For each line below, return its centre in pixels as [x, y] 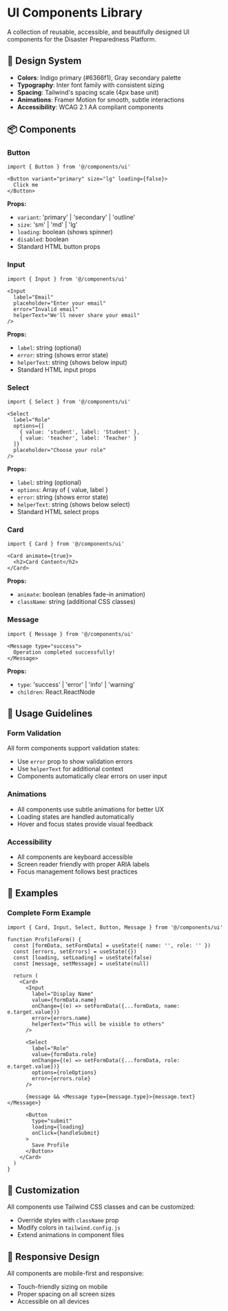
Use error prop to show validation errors [75, 762]
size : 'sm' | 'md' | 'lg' [47, 225]
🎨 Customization [43, 1190]
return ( [26, 976]
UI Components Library [75, 13]
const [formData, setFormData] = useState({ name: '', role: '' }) [112, 945]
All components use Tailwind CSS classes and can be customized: [101, 1207]
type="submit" [52, 1121]
